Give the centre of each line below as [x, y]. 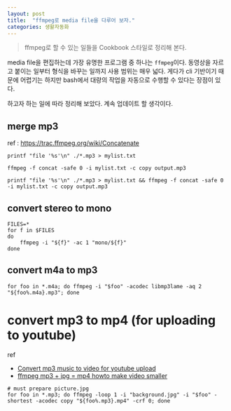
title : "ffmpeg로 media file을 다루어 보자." [71, 20]
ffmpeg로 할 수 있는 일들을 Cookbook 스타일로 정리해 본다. [105, 48]
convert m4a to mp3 [52, 270]
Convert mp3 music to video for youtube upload [86, 368]
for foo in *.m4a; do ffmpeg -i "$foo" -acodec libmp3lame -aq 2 [104, 286]
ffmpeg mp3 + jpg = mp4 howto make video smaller [92, 375]
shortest [20, 400]
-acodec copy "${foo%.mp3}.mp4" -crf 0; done [103, 400]
